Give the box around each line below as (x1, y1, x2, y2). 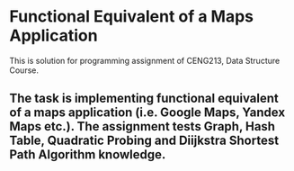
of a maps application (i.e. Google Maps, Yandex (9, 105, 286, 121)
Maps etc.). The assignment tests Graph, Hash (9, 119, 276, 134)
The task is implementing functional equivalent (9, 91, 279, 106)
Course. (9, 65, 39, 76)
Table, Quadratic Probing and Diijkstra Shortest (9, 133, 280, 148)
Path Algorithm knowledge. (9, 147, 166, 163)
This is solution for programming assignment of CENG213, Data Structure (9, 55, 281, 66)
